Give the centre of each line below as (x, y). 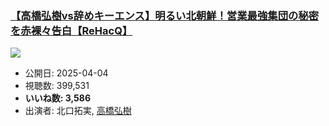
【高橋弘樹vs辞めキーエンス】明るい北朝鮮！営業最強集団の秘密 (165, 15)
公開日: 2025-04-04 (66, 73)
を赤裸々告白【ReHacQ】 (71, 30)
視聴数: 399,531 (57, 86)
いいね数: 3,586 (58, 98)
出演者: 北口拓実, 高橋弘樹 (78, 111)
